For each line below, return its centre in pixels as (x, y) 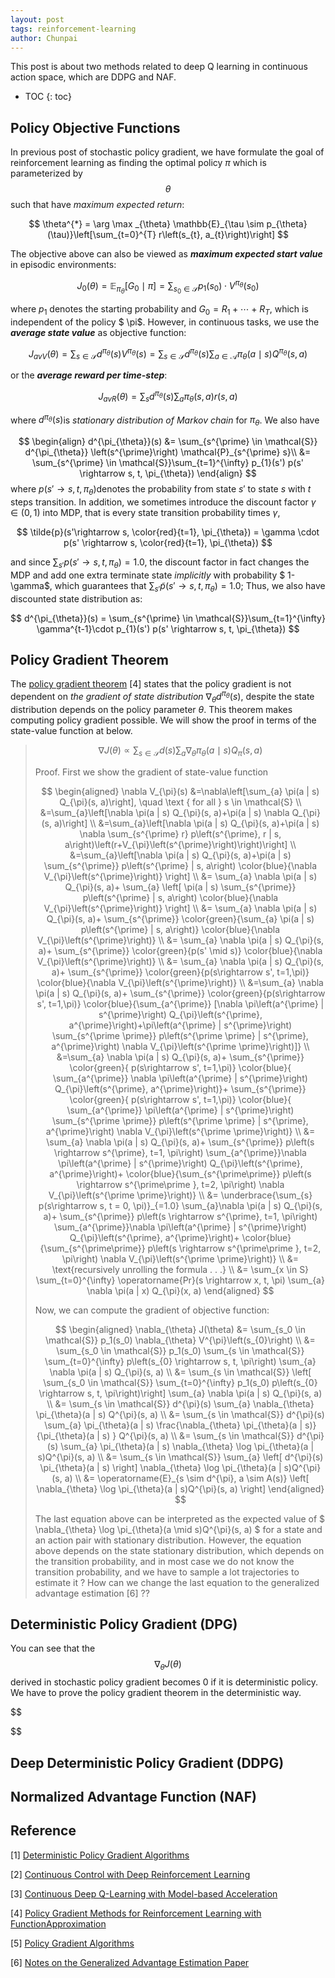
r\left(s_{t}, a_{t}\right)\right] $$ (224, 235)
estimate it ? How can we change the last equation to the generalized (177, 1582)
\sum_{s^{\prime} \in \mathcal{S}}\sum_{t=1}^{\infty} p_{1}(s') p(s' (168, 463)
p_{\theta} (287, 224)
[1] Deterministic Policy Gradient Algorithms (100, 1855)
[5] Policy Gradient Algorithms (72, 1943)
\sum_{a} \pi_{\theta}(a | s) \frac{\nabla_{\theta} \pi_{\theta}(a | (173, 1425)
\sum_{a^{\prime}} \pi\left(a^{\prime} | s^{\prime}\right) (180, 1110)
